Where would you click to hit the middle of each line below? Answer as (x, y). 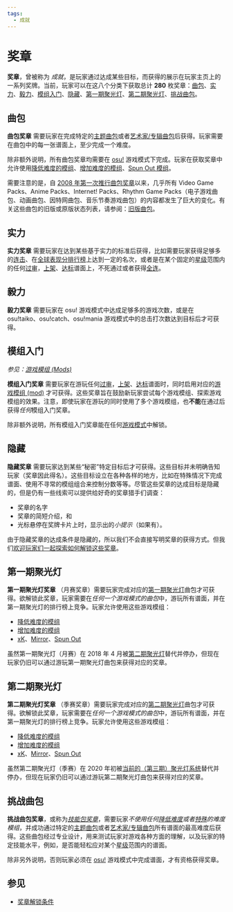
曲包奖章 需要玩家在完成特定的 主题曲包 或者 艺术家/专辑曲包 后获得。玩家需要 (115, 136)
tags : (15, 14)
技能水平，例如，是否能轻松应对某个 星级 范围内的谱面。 (92, 845)
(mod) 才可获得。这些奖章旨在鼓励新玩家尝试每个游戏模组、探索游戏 (124, 393)
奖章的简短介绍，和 (45, 516)
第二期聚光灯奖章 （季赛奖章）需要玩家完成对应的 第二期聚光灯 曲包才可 (108, 704)
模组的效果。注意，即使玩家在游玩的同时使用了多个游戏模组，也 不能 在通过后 (116, 401)
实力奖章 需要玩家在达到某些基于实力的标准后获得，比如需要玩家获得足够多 (114, 251)
